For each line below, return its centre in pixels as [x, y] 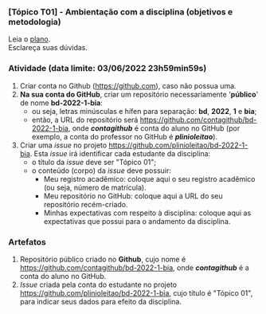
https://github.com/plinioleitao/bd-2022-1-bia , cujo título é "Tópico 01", [136, 292]
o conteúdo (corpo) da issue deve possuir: [101, 171]
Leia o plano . [29, 39]
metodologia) [35, 22]
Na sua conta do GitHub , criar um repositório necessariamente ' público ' [139, 94]
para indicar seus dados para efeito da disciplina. [100, 301]
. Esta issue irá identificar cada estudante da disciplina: [120, 153]
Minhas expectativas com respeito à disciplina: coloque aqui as [147, 213]
